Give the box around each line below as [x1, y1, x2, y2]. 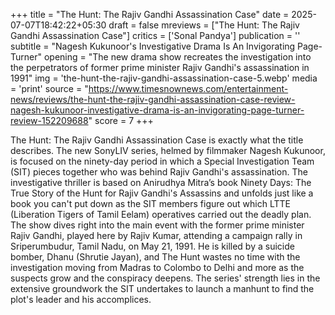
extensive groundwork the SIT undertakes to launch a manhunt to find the [10, 283, 315, 294]
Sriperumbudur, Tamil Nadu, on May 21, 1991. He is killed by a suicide [10, 240, 295, 252]
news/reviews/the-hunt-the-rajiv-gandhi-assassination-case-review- [10, 94, 296, 105]
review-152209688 [10, 115, 89, 126]
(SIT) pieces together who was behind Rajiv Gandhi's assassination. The [10, 166, 308, 178]
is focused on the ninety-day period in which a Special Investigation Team [10, 155, 315, 167]
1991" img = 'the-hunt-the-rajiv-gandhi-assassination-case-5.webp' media [10, 72, 318, 84]
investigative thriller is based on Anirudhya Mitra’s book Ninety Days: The [10, 177, 312, 188]
